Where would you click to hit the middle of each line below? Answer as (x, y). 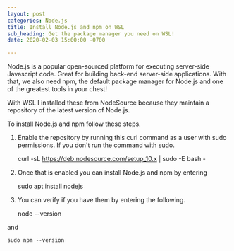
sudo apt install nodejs (50, 186)
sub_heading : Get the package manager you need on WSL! (91, 34)
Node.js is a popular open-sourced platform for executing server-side (108, 66)
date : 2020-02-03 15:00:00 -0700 (56, 40)
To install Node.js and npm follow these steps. (74, 124)
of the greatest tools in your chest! (57, 89)
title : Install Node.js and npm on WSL (66, 27)
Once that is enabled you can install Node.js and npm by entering (112, 173)
